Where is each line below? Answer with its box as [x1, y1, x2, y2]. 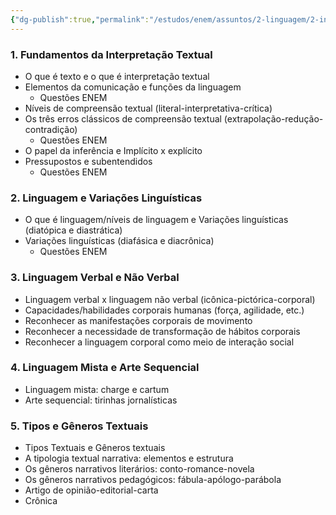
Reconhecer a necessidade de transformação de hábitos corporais [24, 325, 301, 337]
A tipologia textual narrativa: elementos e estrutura [24, 452, 234, 465]
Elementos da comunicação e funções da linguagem [24, 81, 242, 93]
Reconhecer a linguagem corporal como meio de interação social [24, 336, 295, 348]
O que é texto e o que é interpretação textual [24, 70, 210, 82]
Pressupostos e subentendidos [24, 155, 153, 167]
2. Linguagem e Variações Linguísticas [10, 191, 203, 205]
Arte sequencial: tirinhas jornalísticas [24, 394, 178, 406]
